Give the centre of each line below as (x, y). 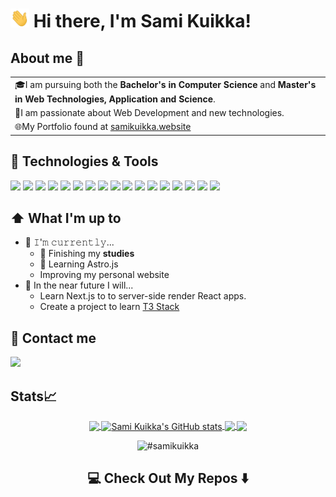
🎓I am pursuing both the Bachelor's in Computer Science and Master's (165, 84)
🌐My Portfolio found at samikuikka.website (103, 127)
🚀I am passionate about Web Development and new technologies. (149, 112)
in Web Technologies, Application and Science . (115, 99)
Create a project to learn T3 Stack (109, 307)
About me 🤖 (47, 58)
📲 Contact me (53, 338)
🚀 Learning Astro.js (79, 264)
